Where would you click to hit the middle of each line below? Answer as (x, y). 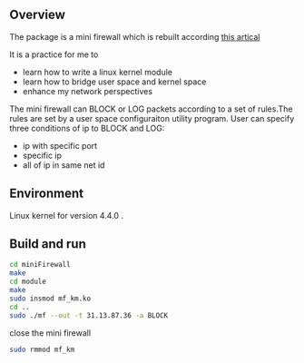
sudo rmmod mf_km (42, 349)
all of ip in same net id (64, 165)
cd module (28, 282)
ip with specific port (60, 145)
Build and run (48, 244)
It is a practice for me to (54, 54)
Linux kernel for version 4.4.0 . (67, 215)
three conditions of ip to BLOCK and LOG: (87, 128)
